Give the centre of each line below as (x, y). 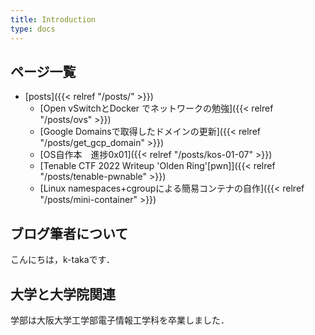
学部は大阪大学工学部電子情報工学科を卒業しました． (120, 320)
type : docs (33, 29)
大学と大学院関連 (63, 294)
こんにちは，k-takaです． (62, 260)
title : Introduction (53, 19)
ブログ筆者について (69, 233)
